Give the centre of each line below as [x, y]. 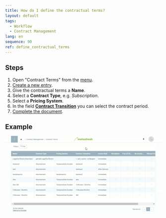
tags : [11, 21]
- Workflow [21, 26]
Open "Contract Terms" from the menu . [53, 80]
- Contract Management [33, 31]
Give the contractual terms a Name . [49, 90]
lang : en [14, 37]
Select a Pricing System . [38, 101]
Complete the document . [38, 111]
